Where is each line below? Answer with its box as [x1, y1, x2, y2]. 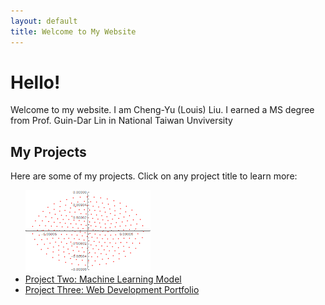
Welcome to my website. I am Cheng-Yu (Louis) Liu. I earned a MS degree [10, 104, 315, 116]
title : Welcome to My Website [10, 26, 137, 37]
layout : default [10, 16, 78, 26]
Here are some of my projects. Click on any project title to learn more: [10, 170, 298, 182]
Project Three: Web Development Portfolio [24, 283, 200, 295]
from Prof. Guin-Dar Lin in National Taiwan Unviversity [10, 115, 233, 127]
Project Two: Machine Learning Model [24, 273, 182, 285]
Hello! [10, 71, 61, 94]
